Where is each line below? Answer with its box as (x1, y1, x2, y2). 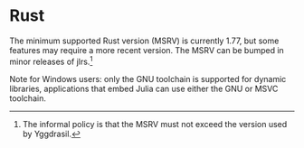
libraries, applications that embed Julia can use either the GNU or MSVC (9, 83, 279, 94)
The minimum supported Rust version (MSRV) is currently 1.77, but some (9, 35, 280, 46)
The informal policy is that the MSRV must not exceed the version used (22, 118, 288, 129)
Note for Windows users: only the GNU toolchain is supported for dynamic (9, 73, 287, 84)
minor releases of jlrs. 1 (9, 54, 93, 67)
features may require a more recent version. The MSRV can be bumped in (9, 44, 285, 55)
